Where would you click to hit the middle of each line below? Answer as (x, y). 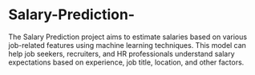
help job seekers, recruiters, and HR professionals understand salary (121, 53)
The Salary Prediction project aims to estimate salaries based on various (127, 37)
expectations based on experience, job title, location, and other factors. (126, 62)
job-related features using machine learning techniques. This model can (127, 45)
